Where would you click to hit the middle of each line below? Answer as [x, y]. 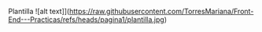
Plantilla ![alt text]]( [39, 11]
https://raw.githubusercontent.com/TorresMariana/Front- [162, 11]
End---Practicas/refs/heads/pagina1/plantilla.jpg [87, 20]
